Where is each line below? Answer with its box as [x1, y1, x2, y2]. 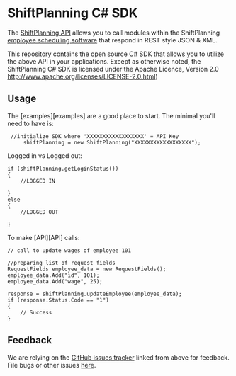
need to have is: [7, 119, 55, 127]
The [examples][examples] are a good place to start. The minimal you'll [7, 111, 215, 120]
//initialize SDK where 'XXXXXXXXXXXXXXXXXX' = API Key [10, 132, 179, 139]
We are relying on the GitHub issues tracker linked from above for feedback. [7, 353, 230, 362]
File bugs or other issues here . [7, 360, 96, 369]
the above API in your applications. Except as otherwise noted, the [7, 57, 201, 65]
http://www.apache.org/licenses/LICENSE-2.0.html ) [7, 72, 158, 81]
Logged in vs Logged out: [7, 151, 83, 160]
